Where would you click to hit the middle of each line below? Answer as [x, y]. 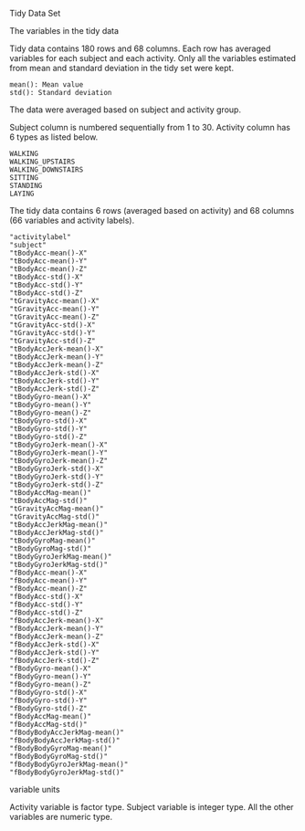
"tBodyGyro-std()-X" [49, 421]
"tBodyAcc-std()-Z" [47, 293]
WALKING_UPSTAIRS [42, 162]
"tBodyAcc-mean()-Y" [49, 261]
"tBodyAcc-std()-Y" [47, 285]
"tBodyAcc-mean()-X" [49, 253]
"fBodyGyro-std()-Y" [49, 700]
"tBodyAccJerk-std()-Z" [55, 389]
